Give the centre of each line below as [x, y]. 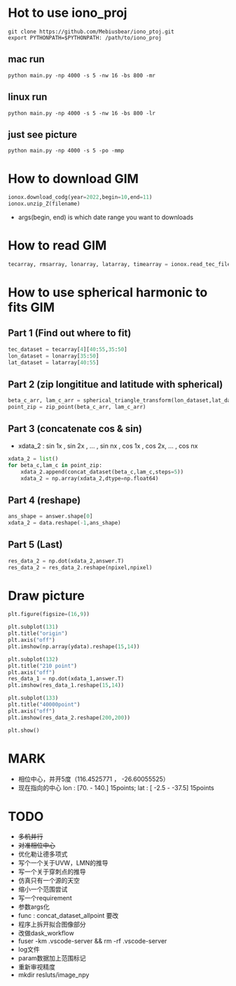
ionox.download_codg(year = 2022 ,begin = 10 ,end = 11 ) [80, 197]
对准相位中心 [36, 846]
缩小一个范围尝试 [43, 889]
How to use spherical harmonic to [108, 292]
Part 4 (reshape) [44, 500]
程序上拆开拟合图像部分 [52, 924]
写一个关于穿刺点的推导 [52, 872]
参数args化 [34, 907]
